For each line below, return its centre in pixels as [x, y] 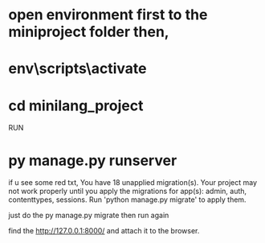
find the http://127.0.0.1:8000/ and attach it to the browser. [104, 231]
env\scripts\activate [77, 69]
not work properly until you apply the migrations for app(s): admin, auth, [128, 192]
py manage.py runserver [93, 161]
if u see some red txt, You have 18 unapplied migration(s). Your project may [133, 183]
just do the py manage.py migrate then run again [89, 216]
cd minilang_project [76, 105]
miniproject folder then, [89, 32]
